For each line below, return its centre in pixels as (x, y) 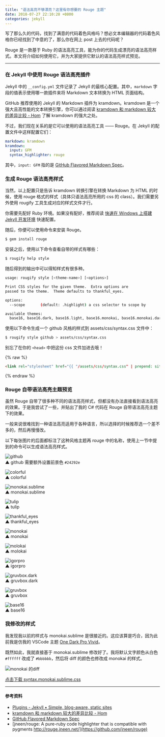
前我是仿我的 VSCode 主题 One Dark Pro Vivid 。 (54, 642)
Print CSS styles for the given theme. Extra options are (67, 287)
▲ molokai (16, 551)
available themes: (24, 314)
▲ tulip (12, 507)
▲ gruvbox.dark (22, 581)
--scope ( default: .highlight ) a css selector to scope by (78, 305)
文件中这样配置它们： (31, 132)
